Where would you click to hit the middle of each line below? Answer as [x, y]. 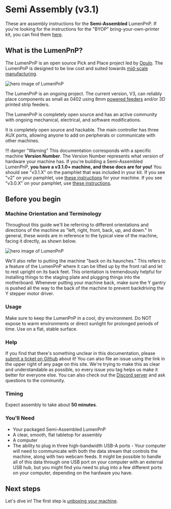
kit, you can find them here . [34, 34]
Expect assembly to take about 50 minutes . [51, 405]
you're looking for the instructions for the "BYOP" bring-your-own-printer [82, 29]
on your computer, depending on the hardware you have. [72, 473]
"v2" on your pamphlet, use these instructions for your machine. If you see [84, 178]
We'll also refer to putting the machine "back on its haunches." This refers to [86, 261]
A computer [25, 440]
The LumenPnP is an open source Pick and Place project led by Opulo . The [84, 63]
